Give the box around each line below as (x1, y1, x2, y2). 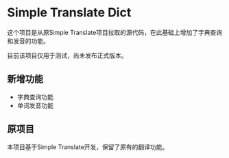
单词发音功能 (16, 101, 53, 109)
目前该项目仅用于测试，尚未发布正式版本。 (7, 51, 128, 60)
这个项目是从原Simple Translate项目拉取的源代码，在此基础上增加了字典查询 (7, 28, 223, 36)
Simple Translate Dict (7, 5, 132, 21)
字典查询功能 (16, 92, 53, 101)
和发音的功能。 (7, 36, 49, 45)
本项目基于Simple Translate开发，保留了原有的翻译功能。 (7, 142, 169, 151)
